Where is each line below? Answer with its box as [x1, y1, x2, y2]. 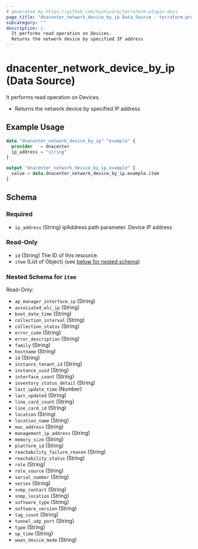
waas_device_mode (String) [14, 536, 77, 544]
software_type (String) [14, 499, 70, 506]
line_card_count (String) [14, 398, 75, 405]
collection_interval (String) [14, 317, 85, 324]
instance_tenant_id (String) [14, 360, 82, 368]
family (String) [14, 342, 51, 349]
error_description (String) [14, 335, 80, 343]
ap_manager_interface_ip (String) [14, 298, 95, 305]
